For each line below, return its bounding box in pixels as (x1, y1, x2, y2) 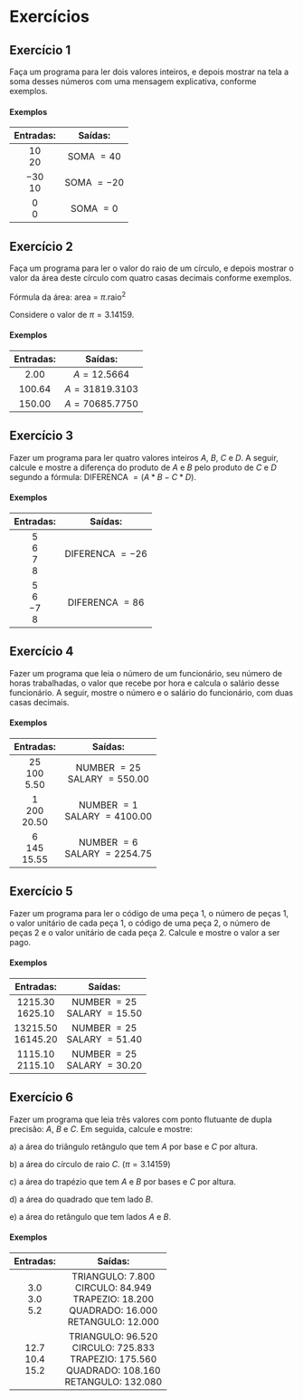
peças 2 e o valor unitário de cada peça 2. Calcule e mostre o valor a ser (9, 926, 280, 938)
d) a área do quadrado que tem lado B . (9, 1194, 154, 1204)
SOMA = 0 (71, 202, 118, 215)
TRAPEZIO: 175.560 (70, 1352, 157, 1365)
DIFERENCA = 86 (67, 596, 145, 609)
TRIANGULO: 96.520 (68, 1329, 158, 1342)
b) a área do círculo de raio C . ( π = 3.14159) (9, 1158, 171, 1169)
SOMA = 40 (67, 150, 122, 163)
